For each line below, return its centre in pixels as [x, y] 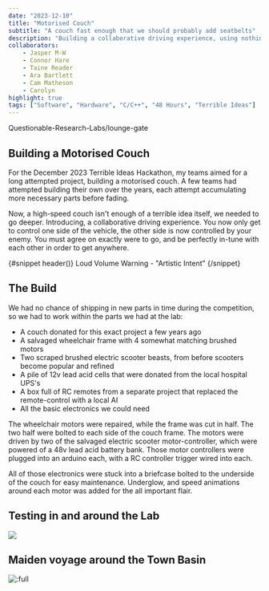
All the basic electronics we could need [85, 408]
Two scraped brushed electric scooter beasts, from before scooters [132, 357]
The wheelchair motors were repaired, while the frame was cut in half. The [131, 424]
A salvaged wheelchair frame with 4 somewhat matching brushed [128, 340]
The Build [33, 288]
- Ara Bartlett [48, 75]
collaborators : [34, 46]
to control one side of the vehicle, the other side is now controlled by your [130, 230]
